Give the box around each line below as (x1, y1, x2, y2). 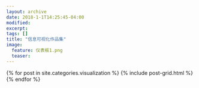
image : (6, 42, 23, 48)
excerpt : (6, 25, 28, 32)
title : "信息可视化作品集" (6, 36, 67, 42)
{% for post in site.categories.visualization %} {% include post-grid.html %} (6, 69, 194, 76)
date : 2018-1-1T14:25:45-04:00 (6, 14, 85, 20)
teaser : (11, 53, 31, 59)
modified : (6, 20, 31, 26)
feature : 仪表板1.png (11, 48, 63, 54)
